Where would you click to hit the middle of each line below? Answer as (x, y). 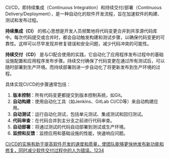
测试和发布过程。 (23, 20)
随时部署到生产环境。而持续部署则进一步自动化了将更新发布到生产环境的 (80, 67)
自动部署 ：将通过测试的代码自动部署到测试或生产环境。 (70, 127)
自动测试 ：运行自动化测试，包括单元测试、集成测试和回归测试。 (79, 114)
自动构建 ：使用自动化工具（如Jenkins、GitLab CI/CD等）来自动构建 (83, 101)
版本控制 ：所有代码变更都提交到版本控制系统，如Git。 (69, 95)
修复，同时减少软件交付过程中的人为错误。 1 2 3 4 (55, 150)
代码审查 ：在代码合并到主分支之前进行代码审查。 (63, 120)
